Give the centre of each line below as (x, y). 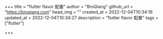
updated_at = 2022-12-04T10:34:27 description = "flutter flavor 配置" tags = (81, 18)
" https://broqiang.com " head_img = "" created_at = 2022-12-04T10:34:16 (79, 12)
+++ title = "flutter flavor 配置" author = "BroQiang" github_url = (69, 6)
